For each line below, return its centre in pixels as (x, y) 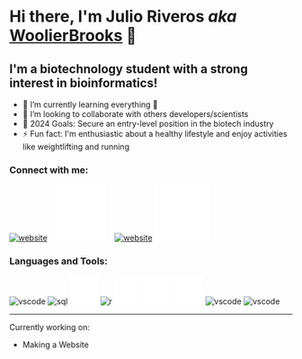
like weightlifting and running (76, 147)
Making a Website (56, 345)
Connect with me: (49, 170)
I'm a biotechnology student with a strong (129, 69)
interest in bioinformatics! (84, 83)
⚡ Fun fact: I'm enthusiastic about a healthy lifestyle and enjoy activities (155, 134)
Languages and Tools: (58, 261)
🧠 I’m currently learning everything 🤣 (90, 104)
